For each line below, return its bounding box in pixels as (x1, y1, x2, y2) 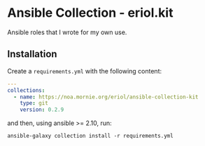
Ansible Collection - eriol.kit (7, 5, 174, 21)
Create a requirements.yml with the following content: (7, 66, 162, 75)
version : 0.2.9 (20, 106, 64, 113)
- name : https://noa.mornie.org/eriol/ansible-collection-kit (13, 93, 199, 101)
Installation (7, 48, 57, 60)
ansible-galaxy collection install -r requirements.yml (7, 133, 174, 140)
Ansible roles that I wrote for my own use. (7, 28, 127, 36)
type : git (20, 100, 49, 107)
